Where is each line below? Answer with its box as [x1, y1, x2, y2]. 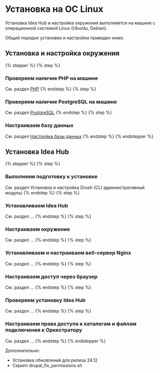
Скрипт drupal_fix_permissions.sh [12, 362, 83, 368]
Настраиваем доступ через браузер [5, 273, 98, 280]
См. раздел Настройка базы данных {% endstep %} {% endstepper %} [5, 133, 154, 139]
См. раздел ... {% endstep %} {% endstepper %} [5, 338, 106, 344]
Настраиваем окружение [5, 226, 70, 233]
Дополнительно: [5, 347, 41, 353]
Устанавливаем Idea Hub [5, 202, 68, 209]
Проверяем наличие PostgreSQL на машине [5, 98, 117, 105]
